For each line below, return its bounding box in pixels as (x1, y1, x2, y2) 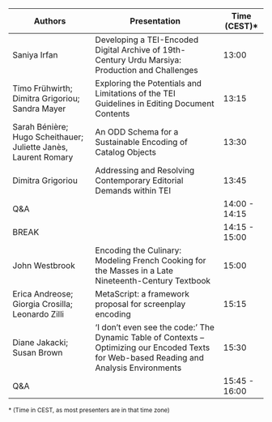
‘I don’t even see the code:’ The (95, 322, 215, 333)
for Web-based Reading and (95, 352, 204, 363)
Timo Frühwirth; (12, 83, 73, 94)
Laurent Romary (12, 151, 74, 163)
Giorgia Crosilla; (12, 299, 73, 309)
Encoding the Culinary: (95, 245, 182, 256)
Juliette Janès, (12, 142, 69, 152)
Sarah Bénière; (12, 121, 69, 132)
